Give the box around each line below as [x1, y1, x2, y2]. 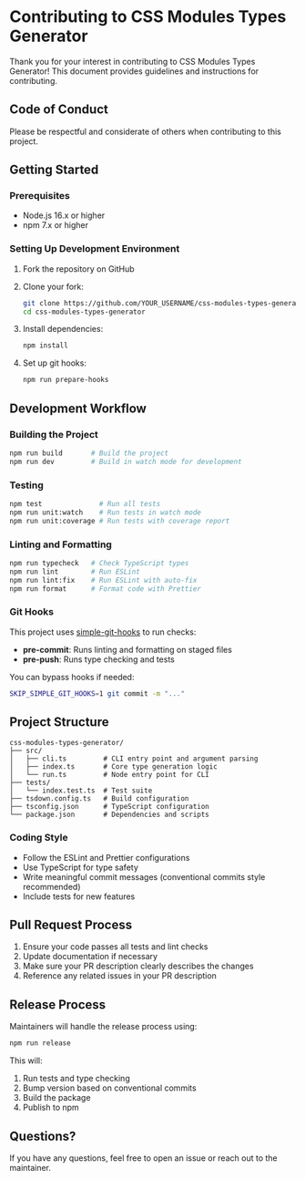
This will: [9, 1055, 43, 1066]
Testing [9, 479, 44, 492]
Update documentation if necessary [22, 951, 158, 962]
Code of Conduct [9, 102, 109, 118]
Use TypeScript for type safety [22, 862, 139, 873]
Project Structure [9, 714, 109, 730]
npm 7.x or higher [22, 220, 89, 231]
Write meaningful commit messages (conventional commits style [22, 871, 266, 882]
